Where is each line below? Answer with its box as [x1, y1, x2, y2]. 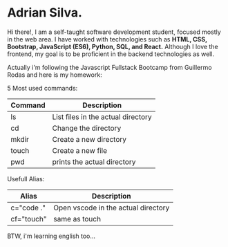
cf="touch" [10, 214, 47, 223]
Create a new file [52, 145, 107, 155]
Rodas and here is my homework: [7, 71, 102, 79]
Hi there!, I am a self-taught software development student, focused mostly [7, 28, 221, 36]
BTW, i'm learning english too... [7, 232, 95, 240]
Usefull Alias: [7, 174, 45, 183]
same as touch [53, 214, 102, 223]
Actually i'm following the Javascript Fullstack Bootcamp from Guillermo [7, 63, 212, 71]
